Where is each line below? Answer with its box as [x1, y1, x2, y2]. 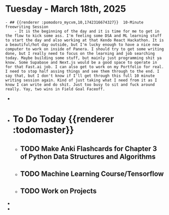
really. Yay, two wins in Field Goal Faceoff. [5, 86, 105, 91]
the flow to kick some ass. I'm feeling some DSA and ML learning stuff [5, 33, 162, 38]
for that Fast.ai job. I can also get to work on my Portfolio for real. [5, 64, 164, 69]
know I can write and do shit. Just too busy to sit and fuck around [5, 82, 155, 87]
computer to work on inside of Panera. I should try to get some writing [5, 46, 164, 51]
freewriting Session [5, 24, 49, 29]
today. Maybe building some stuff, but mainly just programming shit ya [5, 55, 162, 60]
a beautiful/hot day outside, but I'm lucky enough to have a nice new [5, 42, 159, 47]
